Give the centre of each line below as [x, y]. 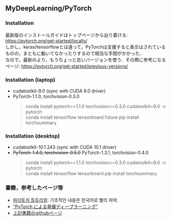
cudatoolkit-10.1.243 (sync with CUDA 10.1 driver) [64, 147]
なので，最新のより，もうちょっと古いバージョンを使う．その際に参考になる [86, 60]
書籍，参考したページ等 [34, 188]
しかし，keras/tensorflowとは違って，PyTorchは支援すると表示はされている [85, 47]
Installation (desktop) [33, 136]
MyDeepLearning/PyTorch [49, 8]
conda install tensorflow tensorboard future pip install [82, 117]
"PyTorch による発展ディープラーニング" [55, 206]
